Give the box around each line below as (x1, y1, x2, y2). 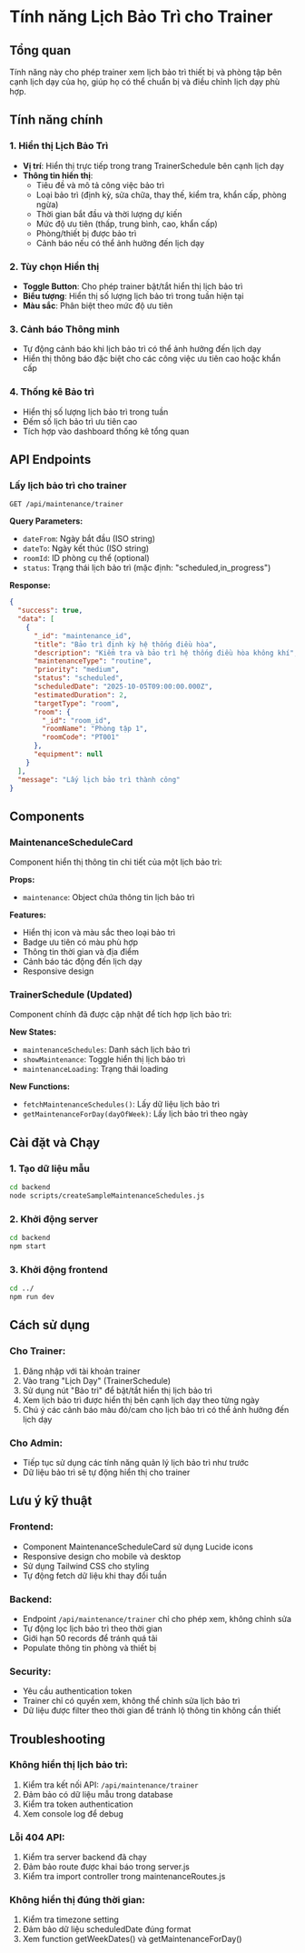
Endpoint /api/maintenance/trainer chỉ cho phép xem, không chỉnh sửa (22, 1613, 292, 1624)
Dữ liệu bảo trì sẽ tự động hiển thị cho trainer (22, 1467, 191, 1477)
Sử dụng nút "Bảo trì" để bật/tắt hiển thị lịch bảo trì (22, 1385, 213, 1396)
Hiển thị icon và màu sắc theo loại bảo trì (22, 927, 176, 938)
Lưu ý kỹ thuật (9, 1493, 93, 1508)
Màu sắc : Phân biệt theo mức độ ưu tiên (22, 300, 173, 311)
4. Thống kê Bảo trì (9, 386, 95, 398)
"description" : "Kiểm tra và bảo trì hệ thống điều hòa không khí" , (33, 648, 299, 657)
